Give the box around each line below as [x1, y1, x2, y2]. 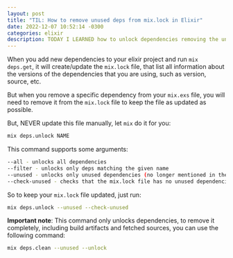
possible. [7, 106, 33, 114]
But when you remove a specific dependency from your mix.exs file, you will [7, 91, 225, 99]
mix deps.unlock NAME [7, 133, 70, 140]
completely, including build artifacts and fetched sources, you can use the [7, 224, 218, 232]
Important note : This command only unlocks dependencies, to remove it [7, 216, 215, 225]
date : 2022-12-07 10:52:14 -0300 [7, 23, 104, 30]
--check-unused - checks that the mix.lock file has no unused [7, 178, 194, 185]
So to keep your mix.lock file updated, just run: [7, 191, 141, 199]
